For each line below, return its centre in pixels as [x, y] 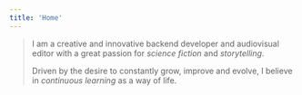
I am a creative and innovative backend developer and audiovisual [156, 43]
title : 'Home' [36, 18]
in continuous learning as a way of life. [104, 80]
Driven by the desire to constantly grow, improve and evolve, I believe [162, 71]
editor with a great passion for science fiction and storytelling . [148, 53]
